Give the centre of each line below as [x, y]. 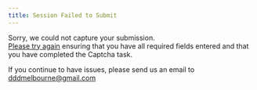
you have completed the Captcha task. [71, 54]
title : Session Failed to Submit [63, 15]
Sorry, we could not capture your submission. [81, 38]
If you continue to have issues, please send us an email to [101, 69]
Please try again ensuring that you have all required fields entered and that [128, 46]
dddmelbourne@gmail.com [52, 77]
